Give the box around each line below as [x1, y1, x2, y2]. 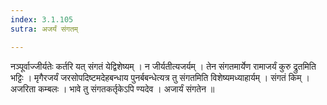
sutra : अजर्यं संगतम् [10, 24, 78, 34]
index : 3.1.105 [10, 14, 74, 25]
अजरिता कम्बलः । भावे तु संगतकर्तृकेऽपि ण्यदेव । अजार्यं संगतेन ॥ [10, 82, 215, 95]
